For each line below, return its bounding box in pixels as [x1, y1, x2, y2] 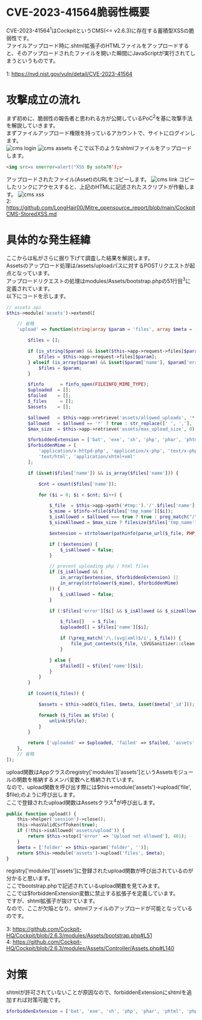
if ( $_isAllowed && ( [49, 569, 103, 575]
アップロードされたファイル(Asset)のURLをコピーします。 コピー [6, 176, 195, 183]
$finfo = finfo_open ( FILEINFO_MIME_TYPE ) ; [28, 381, 149, 387]
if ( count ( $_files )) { [28, 690, 85, 696]
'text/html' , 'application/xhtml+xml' [38, 454, 136, 460]
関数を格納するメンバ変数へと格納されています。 [16, 775, 137, 783]
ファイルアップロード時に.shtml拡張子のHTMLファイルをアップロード [6, 42, 179, 49]
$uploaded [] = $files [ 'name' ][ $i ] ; [60, 624, 149, 630]
